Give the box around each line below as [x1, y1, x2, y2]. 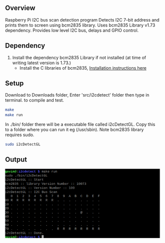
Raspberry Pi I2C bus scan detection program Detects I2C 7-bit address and [5, 17, 160, 23]
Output [5, 155, 27, 164]
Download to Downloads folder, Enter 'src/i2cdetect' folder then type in [5, 92, 150, 98]
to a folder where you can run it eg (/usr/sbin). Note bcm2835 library [5, 127, 144, 133]
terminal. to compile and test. [5, 97, 64, 103]
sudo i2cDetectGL [5, 142, 41, 147]
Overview [5, 4, 36, 12]
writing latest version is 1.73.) [12, 60, 71, 66]
